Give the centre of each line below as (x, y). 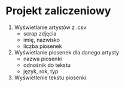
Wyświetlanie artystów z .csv (50, 27)
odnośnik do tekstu (47, 65)
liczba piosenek (42, 46)
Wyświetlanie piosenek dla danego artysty (67, 52)
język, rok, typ (41, 71)
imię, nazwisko (42, 40)
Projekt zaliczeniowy (58, 11)
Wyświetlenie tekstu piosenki (50, 78)
